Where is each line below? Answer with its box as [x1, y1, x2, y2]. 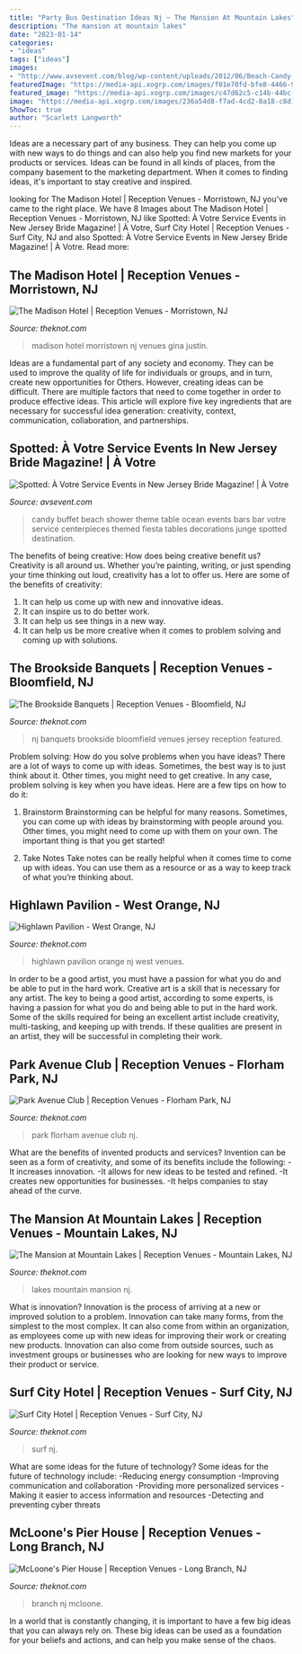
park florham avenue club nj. [31, 1130, 138, 1141]
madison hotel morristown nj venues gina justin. [31, 340, 209, 351]
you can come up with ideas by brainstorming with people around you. [22, 815, 284, 827]
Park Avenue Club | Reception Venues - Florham [9, 1057, 285, 1072]
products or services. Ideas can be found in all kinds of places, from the [9, 157, 276, 168]
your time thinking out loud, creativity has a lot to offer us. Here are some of [9, 569, 290, 580]
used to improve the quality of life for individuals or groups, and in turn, [9, 367, 272, 378]
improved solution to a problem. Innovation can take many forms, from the [9, 1312, 284, 1321]
